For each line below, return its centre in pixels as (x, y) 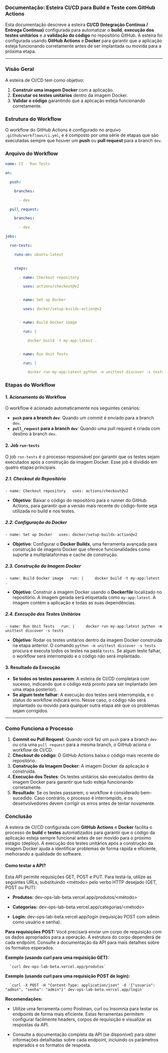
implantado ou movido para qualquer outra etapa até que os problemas (86, 705)
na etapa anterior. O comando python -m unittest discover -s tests (84, 645)
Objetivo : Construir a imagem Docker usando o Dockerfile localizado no (87, 592)
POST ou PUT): (21, 887)
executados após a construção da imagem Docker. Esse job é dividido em (81, 462)
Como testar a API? (25, 865)
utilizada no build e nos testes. (44, 511)
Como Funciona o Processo (39, 728)
